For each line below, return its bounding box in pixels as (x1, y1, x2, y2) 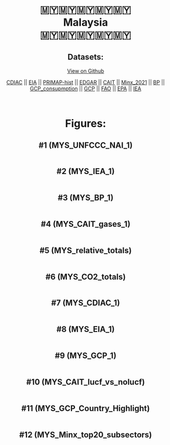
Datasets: (67, 52, 104, 62)
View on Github (67, 67, 104, 74)
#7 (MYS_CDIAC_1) (51, 298, 120, 308)
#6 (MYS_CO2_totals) (45, 271, 126, 281)
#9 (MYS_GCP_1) (55, 351, 117, 361)
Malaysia (63, 16, 108, 29)
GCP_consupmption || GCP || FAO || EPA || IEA (30, 85, 141, 92)
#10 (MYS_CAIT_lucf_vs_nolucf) (26, 377, 145, 387)
